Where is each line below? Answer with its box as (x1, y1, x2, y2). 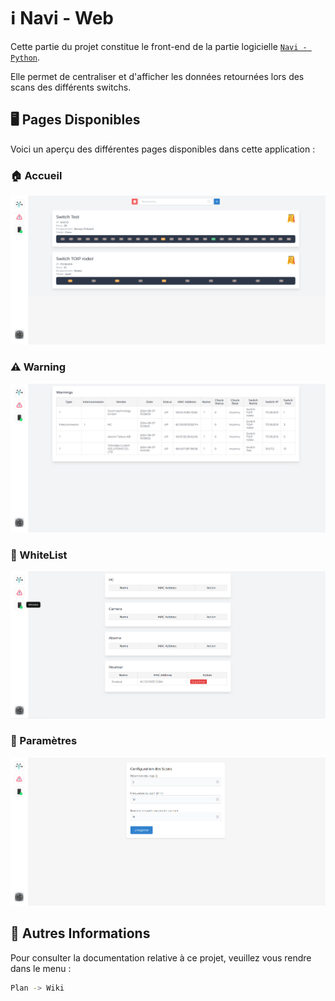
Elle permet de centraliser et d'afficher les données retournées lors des (10, 70, 305, 82)
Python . (10, 51, 40, 63)
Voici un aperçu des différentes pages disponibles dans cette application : (10, 143, 316, 155)
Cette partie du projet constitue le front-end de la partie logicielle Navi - (10, 40, 308, 52)
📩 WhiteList (10, 548, 68, 562)
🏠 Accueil (10, 168, 63, 182)
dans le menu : (10, 962, 72, 974)
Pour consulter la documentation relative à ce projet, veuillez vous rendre (10, 951, 312, 964)
